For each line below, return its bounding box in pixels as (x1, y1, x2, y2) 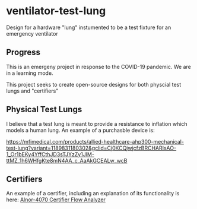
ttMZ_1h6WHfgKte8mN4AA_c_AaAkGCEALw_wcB (6, 157, 128, 164)
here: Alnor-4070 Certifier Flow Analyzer (6, 196, 106, 203)
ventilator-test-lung (6, 4, 106, 18)
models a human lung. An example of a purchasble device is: (6, 126, 155, 134)
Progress (6, 47, 40, 58)
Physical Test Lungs (6, 104, 82, 115)
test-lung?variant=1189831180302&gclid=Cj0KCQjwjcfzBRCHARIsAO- (6, 144, 177, 151)
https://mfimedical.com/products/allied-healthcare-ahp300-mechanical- (6, 138, 184, 145)
